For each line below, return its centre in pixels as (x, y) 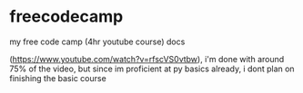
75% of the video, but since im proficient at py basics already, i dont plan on (152, 69)
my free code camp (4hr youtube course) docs (97, 42)
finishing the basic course (58, 78)
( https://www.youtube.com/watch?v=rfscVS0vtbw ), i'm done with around (147, 59)
